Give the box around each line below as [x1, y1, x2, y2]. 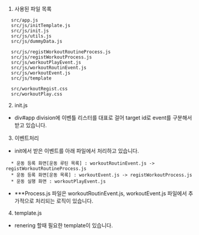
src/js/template [11, 75, 52, 81]
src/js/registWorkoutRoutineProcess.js [11, 49, 111, 55]
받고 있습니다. [14, 122, 47, 128]
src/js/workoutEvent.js [11, 70, 70, 76]
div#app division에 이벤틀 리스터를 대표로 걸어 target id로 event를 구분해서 [14, 114, 192, 121]
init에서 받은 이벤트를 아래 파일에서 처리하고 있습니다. [14, 147, 139, 154]
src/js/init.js [11, 28, 49, 34]
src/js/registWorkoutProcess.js [11, 54, 93, 60]
